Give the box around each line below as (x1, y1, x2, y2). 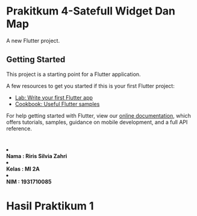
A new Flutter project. (6, 37, 60, 44)
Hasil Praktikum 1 (6, 199, 95, 213)
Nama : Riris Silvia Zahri (6, 152, 67, 159)
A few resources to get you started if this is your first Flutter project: (6, 82, 175, 89)
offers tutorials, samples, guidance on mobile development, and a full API (6, 118, 188, 125)
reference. (6, 125, 32, 132)
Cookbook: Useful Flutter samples (14, 100, 100, 107)
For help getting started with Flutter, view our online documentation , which (6, 112, 192, 119)
